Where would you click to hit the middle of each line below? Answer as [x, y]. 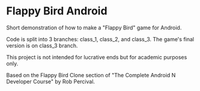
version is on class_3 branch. [42, 45]
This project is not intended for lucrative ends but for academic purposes [97, 57]
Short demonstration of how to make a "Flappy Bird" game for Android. [94, 28]
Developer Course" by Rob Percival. [50, 81]
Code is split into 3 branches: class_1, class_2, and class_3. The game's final [100, 39]
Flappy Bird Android [57, 11]
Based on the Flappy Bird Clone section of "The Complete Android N [91, 75]
